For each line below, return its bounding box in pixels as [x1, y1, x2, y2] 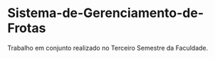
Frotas [7, 20, 46, 36]
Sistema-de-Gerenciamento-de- [7, 5, 204, 21]
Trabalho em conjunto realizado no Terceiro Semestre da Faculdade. [7, 43, 209, 52]
